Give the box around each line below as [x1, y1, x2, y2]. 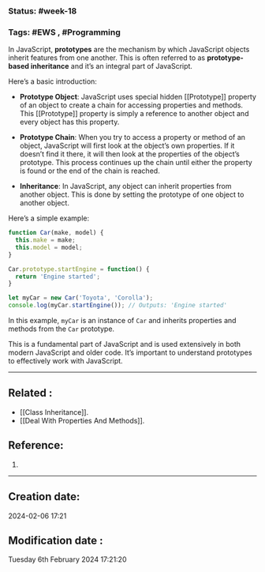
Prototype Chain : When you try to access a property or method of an [19, 133, 246, 142]
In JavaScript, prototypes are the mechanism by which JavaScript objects [8, 45, 250, 55]
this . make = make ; [15, 236, 77, 244]
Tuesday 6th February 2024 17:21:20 [8, 555, 127, 564]
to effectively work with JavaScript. [8, 356, 124, 366]
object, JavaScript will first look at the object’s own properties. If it [19, 141, 235, 151]
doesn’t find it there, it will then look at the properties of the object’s [19, 149, 241, 159]
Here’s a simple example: [8, 213, 90, 223]
